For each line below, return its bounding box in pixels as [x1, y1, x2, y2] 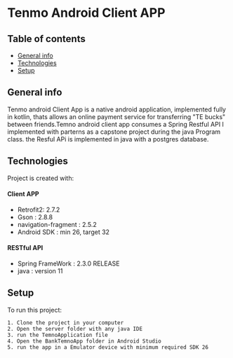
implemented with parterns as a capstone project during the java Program [7, 128, 221, 136]
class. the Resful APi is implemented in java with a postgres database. [7, 135, 209, 143]
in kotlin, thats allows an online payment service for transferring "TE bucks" [7, 112, 226, 121]
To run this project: [7, 305, 62, 314]
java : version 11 [17, 267, 63, 275]
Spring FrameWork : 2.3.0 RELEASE [17, 259, 120, 268]
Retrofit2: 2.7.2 [17, 205, 60, 214]
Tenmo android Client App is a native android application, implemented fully [7, 105, 227, 113]
